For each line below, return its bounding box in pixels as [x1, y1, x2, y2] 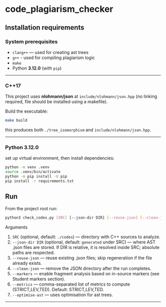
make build [5, 118, 28, 123]
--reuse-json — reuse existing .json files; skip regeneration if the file [12, 254, 152, 261]
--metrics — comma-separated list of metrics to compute [12, 281, 130, 287]
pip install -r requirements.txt [5, 179, 74, 184]
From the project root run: [5, 205, 58, 211]
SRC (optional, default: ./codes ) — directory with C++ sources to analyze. [12, 234, 161, 240]
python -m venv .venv [5, 165, 50, 170]
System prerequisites [5, 38, 58, 45]
